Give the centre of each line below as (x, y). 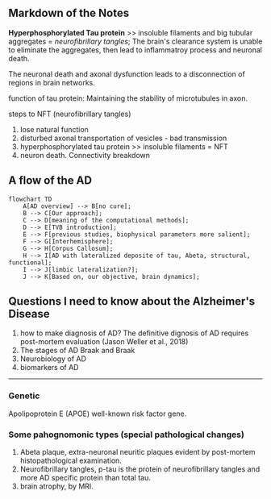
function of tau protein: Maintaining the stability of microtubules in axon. (128, 98)
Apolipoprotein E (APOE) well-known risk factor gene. (98, 414)
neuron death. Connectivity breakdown (85, 155)
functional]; (30, 262)
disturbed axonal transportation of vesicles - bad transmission (123, 138)
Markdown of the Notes (69, 13)
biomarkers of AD (49, 368)
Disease (29, 314)
